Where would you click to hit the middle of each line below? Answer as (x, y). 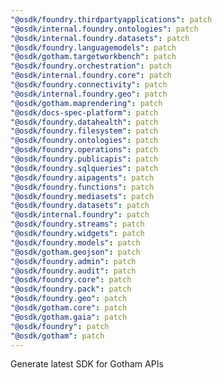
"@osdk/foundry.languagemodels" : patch (93, 47)
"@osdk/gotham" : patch (57, 336)
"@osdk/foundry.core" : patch (71, 280)
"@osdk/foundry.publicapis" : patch (84, 159)
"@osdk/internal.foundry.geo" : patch (89, 94)
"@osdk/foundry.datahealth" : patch (84, 122)
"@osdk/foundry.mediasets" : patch (82, 196)
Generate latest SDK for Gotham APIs (87, 364)
